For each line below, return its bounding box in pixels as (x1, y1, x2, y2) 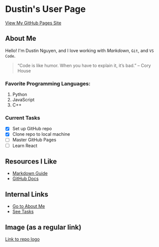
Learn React (12, 143, 38, 149)
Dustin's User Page (5, 3, 86, 15)
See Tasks (12, 209, 34, 215)
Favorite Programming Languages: (5, 80, 91, 87)
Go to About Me (12, 203, 45, 209)
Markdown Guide (12, 170, 48, 176)
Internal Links (5, 190, 49, 198)
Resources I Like (5, 157, 57, 165)
